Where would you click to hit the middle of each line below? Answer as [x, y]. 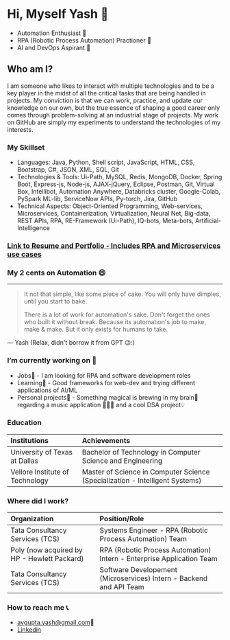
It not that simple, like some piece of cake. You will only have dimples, [122, 294]
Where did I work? [38, 501]
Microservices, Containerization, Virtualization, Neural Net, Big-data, [114, 214]
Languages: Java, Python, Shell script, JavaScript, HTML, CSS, [106, 162]
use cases [25, 254]
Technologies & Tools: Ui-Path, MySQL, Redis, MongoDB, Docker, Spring [119, 177]
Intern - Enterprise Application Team [158, 559]
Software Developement [139, 570]
